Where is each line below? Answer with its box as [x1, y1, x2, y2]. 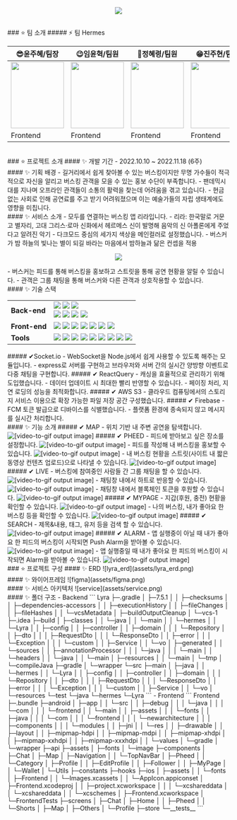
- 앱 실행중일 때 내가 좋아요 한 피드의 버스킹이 [95, 547, 221, 555]
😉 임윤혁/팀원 [75, 50, 119, 59]
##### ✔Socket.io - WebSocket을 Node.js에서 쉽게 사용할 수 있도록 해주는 [7, 352, 219, 360]
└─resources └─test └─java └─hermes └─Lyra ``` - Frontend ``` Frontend [7, 691, 220, 700]
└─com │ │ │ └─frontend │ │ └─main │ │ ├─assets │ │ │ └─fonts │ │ [7, 706, 210, 715]
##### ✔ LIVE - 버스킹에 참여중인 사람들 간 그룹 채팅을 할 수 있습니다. [7, 467, 202, 475]
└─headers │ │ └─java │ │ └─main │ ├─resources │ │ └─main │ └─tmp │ [7, 654, 224, 662]
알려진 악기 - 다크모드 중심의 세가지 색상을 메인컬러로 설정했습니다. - [20, 230, 209, 238]
